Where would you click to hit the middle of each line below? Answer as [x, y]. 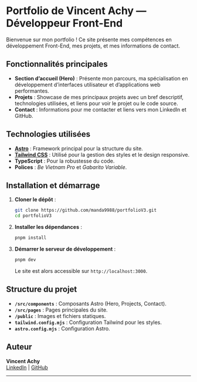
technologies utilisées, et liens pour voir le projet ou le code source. [96, 103]
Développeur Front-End [64, 23]
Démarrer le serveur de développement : [65, 249]
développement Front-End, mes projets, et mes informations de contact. [93, 46]
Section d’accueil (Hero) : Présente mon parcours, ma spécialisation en [101, 78]
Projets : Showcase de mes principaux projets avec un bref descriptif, [99, 97]
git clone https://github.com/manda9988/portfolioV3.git [86, 210]
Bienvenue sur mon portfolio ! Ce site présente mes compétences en [89, 39]
